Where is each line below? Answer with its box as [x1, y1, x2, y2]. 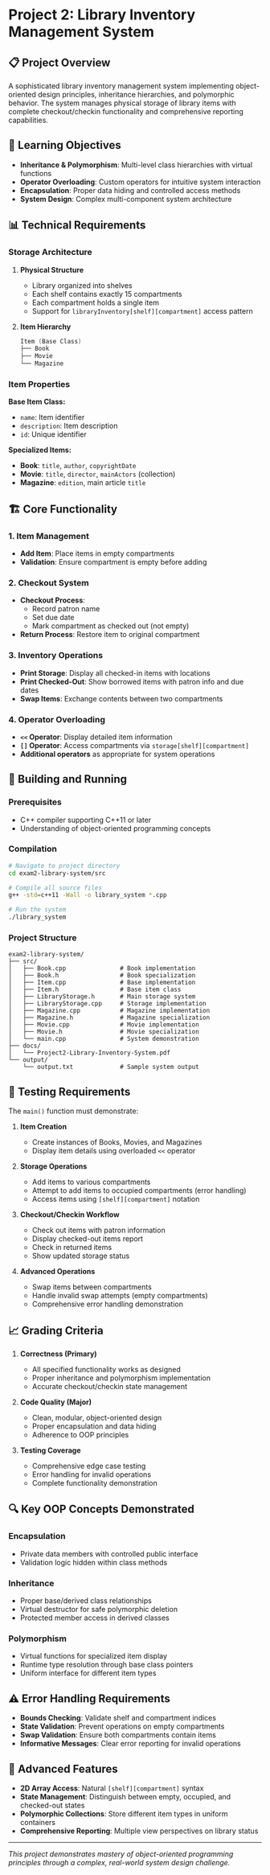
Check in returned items [31, 1243, 112, 1252]
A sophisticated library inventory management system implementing [8, 81, 235, 90]
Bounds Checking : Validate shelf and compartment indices [19, 1713, 217, 1723]
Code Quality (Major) [19, 1397, 92, 1407]
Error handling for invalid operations [31, 1470, 151, 1479]
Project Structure [8, 932, 77, 944]
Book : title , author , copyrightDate [19, 461, 137, 471]
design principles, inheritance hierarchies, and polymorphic [37, 90, 235, 99]
